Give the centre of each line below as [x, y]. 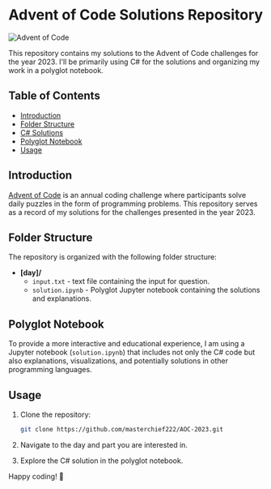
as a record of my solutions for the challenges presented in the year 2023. [132, 212]
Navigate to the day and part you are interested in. [104, 444]
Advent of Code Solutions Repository [136, 15]
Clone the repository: [55, 414]
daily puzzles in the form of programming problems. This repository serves [133, 204]
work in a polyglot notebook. [56, 70]
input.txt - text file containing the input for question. [121, 281]
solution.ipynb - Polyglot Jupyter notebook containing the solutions [146, 290]
